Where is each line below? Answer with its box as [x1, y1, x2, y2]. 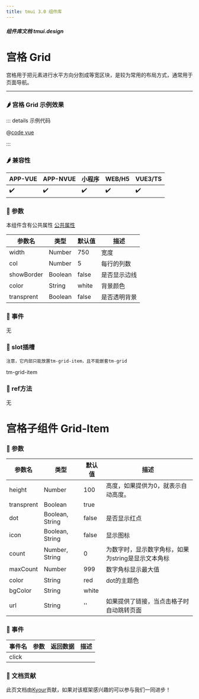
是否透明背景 [101, 293, 137, 301]
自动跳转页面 [105, 606, 142, 614]
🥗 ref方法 [6, 384, 33, 392]
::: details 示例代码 [6, 117, 51, 125]
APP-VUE [9, 174, 37, 183]
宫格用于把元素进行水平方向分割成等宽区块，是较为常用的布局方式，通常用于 [6, 72, 193, 79]
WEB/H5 [105, 174, 130, 183]
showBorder [9, 270, 43, 279]
